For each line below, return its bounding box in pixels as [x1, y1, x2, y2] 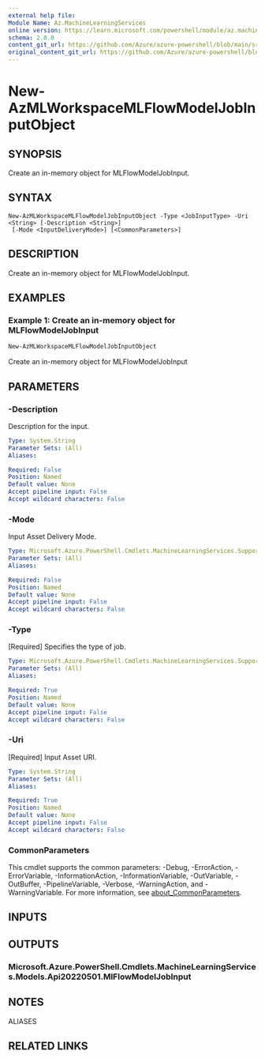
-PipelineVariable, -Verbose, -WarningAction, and [43, 879, 203, 889]
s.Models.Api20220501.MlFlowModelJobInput [8, 971, 192, 982]
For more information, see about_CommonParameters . [65, 888, 242, 898]
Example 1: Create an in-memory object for [8, 314, 176, 326]
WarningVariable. [8, 888, 65, 898]
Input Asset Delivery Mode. [8, 532, 97, 541]
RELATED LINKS [8, 1039, 88, 1052]
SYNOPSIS [8, 147, 62, 160]
